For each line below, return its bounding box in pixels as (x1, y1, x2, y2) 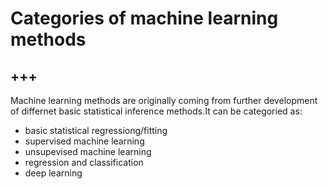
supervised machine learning (24, 135, 145, 147)
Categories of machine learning (10, 7, 279, 30)
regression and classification (24, 157, 144, 168)
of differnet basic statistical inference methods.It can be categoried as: (10, 105, 303, 117)
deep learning (24, 167, 83, 179)
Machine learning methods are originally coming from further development (10, 95, 318, 106)
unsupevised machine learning (24, 146, 152, 157)
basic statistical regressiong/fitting (24, 125, 168, 136)
